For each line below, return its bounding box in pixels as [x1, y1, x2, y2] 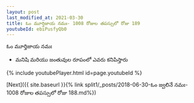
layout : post [6, 9, 40, 15]
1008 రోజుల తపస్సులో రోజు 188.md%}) [6, 89, 97, 96]
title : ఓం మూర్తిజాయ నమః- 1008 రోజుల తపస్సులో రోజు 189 [6, 20, 141, 26]
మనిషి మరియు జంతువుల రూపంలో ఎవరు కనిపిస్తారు [15, 56, 129, 63]
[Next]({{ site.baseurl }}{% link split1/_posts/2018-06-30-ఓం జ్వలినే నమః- [6, 81, 188, 88]
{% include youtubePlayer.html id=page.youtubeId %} [6, 69, 143, 77]
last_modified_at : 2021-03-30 [6, 15, 84, 21]
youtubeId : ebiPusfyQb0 [6, 26, 67, 32]
